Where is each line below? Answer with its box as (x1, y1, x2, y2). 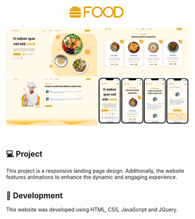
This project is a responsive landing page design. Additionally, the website (6, 168, 184, 175)
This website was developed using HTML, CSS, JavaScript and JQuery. (6, 206, 178, 213)
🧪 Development (6, 190, 63, 200)
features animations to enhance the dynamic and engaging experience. (6, 173, 177, 180)
